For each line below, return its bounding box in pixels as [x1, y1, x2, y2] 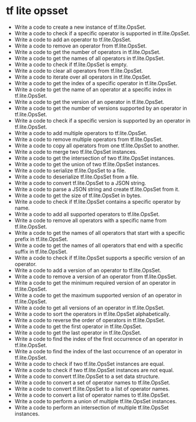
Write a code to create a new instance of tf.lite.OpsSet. [14, 23, 146, 31]
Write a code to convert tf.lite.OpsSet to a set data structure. [14, 373, 160, 380]
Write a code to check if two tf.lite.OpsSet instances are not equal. [14, 366, 174, 373]
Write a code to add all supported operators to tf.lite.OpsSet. [14, 210, 160, 218]
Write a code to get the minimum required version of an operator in [14, 279, 176, 286]
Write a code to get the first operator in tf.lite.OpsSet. [14, 323, 142, 330]
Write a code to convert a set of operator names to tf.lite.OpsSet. [14, 379, 171, 386]
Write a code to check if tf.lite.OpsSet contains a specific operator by [14, 198, 181, 205]
